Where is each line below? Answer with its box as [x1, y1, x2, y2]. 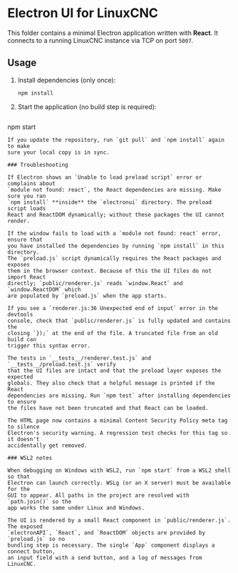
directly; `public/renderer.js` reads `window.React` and [7, 279, 183, 286]
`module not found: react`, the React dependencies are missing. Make [7, 186, 222, 193]
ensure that [7, 236, 43, 243]
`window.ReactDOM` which [7, 286, 81, 293]
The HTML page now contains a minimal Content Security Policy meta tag [7, 417, 228, 424]
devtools [7, 311, 33, 318]
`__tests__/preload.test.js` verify [7, 361, 116, 368]
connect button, [7, 547, 56, 555]
